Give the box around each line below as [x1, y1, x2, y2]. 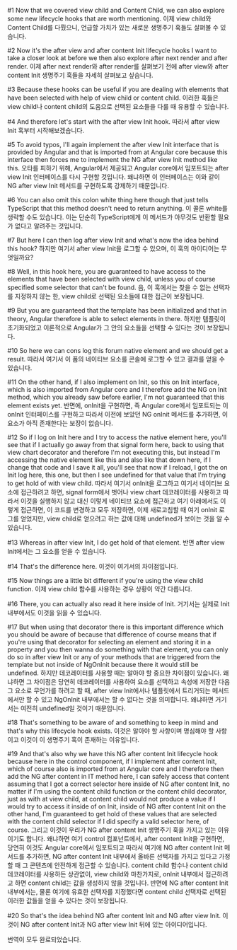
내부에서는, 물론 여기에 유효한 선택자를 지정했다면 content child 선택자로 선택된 [7, 888, 226, 896]
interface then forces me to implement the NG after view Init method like [7, 156, 218, 163]
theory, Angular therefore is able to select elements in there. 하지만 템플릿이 [7, 315, 226, 323]
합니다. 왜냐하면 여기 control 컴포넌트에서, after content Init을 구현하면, [25, 835, 225, 842]
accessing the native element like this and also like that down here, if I [7, 456, 211, 464]
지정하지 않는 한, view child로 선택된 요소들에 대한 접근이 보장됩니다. [14, 292, 204, 300]
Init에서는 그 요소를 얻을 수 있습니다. [7, 548, 108, 555]
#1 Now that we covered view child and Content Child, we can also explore [7, 6, 225, 14]
